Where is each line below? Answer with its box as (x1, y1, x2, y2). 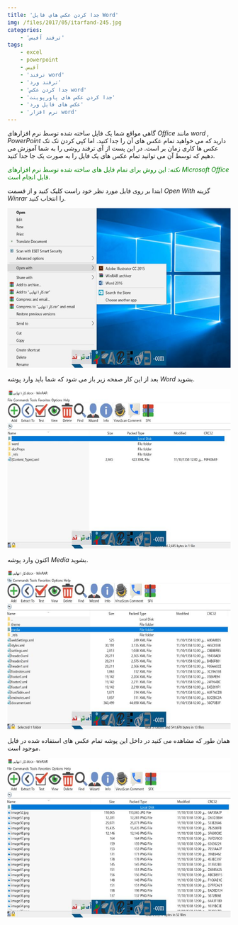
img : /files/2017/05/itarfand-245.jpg (7, 18, 122, 26)
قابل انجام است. (7, 173, 51, 181)
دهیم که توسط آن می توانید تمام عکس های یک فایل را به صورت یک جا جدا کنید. (7, 152, 215, 159)
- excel (20, 49, 42, 56)
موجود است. (7, 744, 41, 752)
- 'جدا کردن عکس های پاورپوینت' (20, 94, 115, 101)
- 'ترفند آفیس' (20, 34, 65, 41)
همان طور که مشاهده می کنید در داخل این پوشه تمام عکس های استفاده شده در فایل (7, 736, 230, 744)
